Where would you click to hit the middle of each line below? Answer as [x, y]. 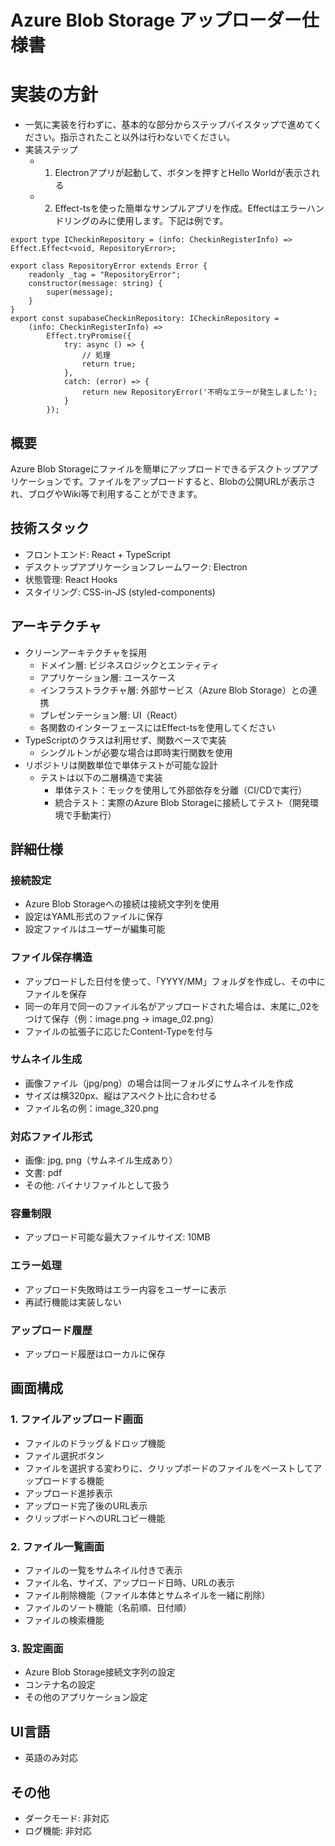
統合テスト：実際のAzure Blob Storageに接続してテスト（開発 [182, 802]
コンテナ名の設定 [60, 1685]
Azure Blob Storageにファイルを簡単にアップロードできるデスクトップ [155, 468]
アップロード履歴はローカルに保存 [95, 1354]
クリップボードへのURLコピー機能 [95, 1518]
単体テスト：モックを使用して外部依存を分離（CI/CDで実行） [181, 790]
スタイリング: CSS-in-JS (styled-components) [120, 592]
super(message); [80, 292]
